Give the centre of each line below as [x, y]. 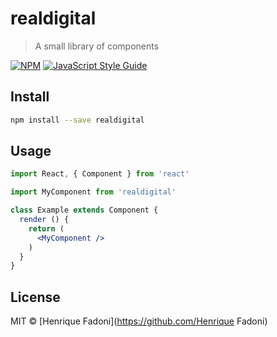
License [35, 297]
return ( [46, 228]
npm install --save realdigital [77, 120]
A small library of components [97, 46]
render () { [44, 220]
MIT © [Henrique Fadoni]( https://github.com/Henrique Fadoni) [139, 321]
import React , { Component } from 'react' [100, 174]
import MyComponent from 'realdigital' [93, 192]
